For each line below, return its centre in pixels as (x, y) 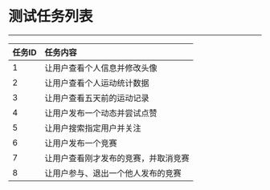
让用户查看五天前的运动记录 (97, 98)
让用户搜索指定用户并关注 (93, 127)
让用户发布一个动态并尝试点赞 (101, 113)
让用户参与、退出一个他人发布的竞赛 (113, 173)
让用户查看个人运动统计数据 (97, 83)
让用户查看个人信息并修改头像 (101, 67)
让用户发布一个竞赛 (81, 143)
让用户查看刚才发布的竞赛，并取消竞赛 (117, 158)
